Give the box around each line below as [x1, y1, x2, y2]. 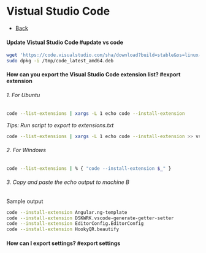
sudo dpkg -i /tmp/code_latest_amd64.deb [6, 58, 114, 64]
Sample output [6, 197, 44, 205]
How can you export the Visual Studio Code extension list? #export [6, 71, 181, 78]
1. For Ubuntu [6, 92, 40, 99]
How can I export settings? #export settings [6, 240, 121, 247]
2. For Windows [6, 147, 46, 154]
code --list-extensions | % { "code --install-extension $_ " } [6, 165, 172, 172]
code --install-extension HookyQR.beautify [6, 226, 120, 233]
